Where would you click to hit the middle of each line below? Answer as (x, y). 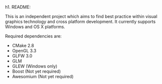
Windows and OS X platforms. (35, 27)
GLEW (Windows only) (35, 66)
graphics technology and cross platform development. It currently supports (80, 22)
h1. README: (18, 7)
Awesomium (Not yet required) (43, 76)
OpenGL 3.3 (24, 51)
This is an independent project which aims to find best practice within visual (81, 16)
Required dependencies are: (33, 36)
